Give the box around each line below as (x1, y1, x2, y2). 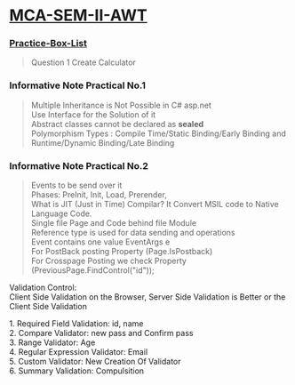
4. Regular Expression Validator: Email (9, 347, 148, 357)
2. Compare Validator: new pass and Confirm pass (9, 328, 194, 339)
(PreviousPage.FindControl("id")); (30, 265, 155, 276)
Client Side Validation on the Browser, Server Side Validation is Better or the (9, 292, 286, 302)
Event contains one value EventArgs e (30, 237, 171, 247)
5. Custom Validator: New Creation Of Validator (9, 357, 181, 367)
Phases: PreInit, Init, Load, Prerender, (30, 189, 167, 200)
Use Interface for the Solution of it (30, 108, 156, 120)
